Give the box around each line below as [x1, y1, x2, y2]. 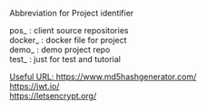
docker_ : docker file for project [9, 35, 127, 45]
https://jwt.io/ [9, 81, 60, 91]
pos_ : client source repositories [9, 25, 129, 35]
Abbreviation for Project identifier [9, 8, 134, 18]
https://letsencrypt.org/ [9, 90, 97, 101]
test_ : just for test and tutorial [9, 54, 121, 64]
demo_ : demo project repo [9, 44, 111, 55]
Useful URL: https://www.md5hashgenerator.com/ [9, 71, 197, 82]
